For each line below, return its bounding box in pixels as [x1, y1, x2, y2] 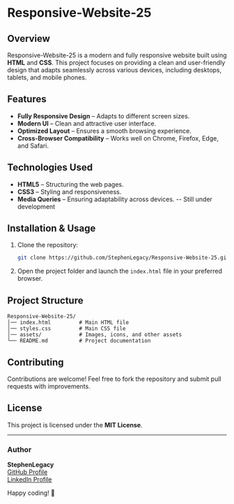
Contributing [7, 356, 64, 368]
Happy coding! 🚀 [7, 489, 56, 497]
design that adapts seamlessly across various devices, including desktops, [7, 66, 222, 74]
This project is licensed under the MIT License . [7, 420, 143, 429]
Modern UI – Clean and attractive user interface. [17, 119, 157, 127]
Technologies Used [7, 162, 93, 173]
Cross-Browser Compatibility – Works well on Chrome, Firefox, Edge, [17, 134, 219, 142]
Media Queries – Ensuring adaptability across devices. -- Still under [17, 195, 212, 203]
